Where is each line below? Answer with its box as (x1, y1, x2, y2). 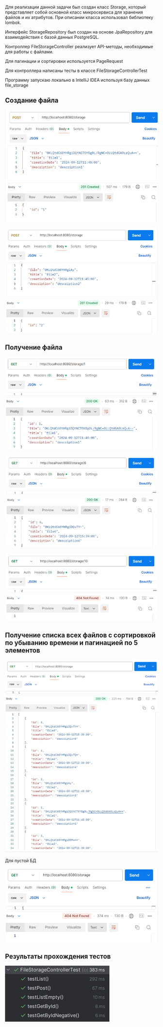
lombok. (5, 19, 21, 25)
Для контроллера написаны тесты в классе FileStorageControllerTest (5, 68, 147, 73)
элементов (5, 646, 40, 654)
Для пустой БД (5, 858, 36, 863)
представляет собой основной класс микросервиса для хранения (5, 9, 143, 15)
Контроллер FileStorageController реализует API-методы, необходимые (5, 44, 154, 49)
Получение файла (5, 343, 63, 351)
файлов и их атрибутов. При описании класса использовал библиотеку (5, 15, 154, 20)
